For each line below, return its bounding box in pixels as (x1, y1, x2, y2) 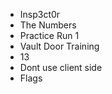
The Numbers (19, 19, 77, 31)
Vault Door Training (19, 40, 100, 52)
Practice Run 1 (19, 30, 80, 41)
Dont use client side (19, 62, 103, 73)
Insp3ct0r (19, 9, 61, 20)
